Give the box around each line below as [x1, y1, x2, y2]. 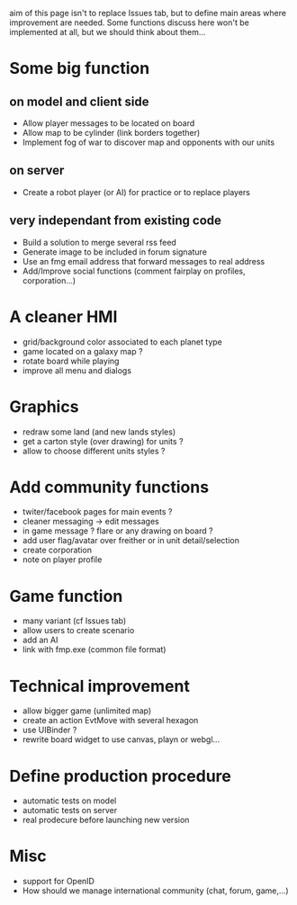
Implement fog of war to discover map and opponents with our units [22, 137, 275, 148]
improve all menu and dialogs [22, 364, 132, 376]
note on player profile [22, 554, 103, 565]
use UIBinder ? [22, 724, 77, 736]
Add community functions [9, 477, 210, 497]
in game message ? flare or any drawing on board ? [22, 525, 213, 536]
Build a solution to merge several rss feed [22, 237, 177, 247]
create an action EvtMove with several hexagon [22, 715, 199, 726]
